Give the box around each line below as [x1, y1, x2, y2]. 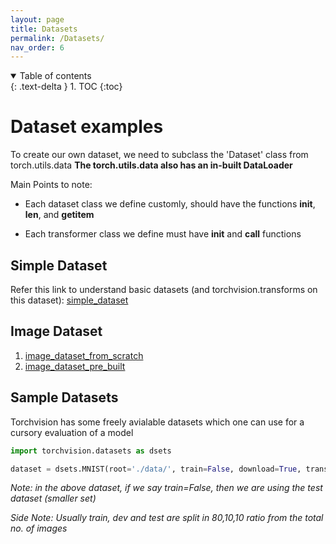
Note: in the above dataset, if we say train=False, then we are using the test [10, 482, 323, 494]
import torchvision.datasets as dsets [10, 446, 172, 456]
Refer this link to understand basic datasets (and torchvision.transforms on [10, 284, 318, 295]
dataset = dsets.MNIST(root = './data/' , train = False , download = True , [10, 464, 302, 474]
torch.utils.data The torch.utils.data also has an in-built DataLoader [10, 159, 293, 171]
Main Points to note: [10, 179, 93, 191]
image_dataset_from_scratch [24, 349, 144, 361]
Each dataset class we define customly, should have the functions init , [24, 198, 316, 210]
